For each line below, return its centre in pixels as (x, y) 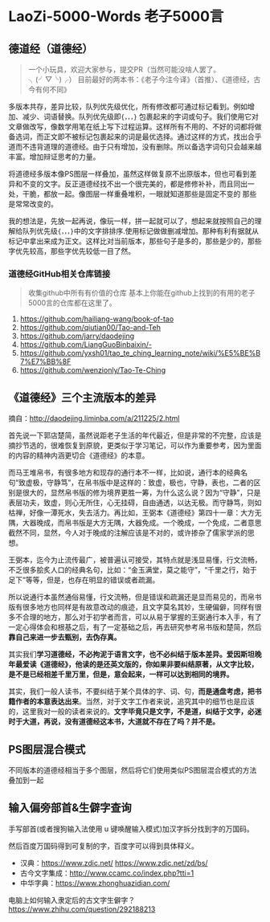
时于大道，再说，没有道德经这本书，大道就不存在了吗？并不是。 (114, 722)
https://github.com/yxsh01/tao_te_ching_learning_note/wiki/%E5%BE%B (140, 353)
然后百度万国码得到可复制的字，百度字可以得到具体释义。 (103, 846)
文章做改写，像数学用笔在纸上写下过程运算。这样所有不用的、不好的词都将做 (135, 126)
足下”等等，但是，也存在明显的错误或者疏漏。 (84, 580)
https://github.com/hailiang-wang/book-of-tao (97, 319)
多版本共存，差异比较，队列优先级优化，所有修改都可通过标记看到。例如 (128, 106)
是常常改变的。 (33, 204)
